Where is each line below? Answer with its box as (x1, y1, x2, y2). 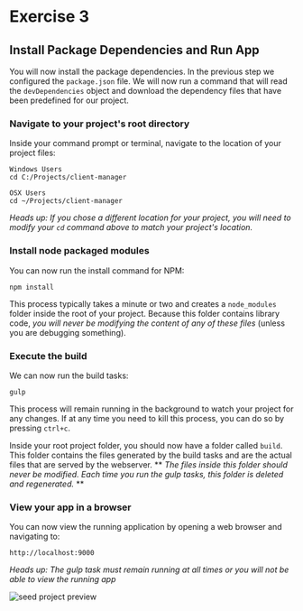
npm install (9, 282, 54, 292)
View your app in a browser (9, 501, 132, 514)
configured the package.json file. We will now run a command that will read (9, 76, 288, 87)
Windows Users (9, 165, 63, 174)
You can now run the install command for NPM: (9, 264, 185, 276)
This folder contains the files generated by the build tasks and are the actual (9, 449, 293, 460)
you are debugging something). (9, 327, 126, 338)
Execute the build (9, 349, 87, 362)
